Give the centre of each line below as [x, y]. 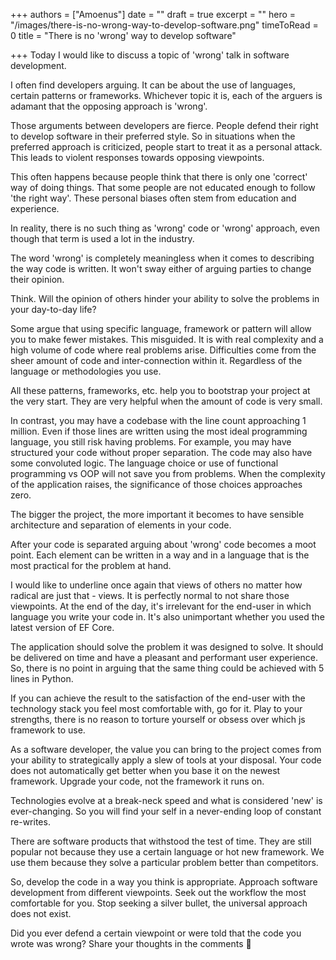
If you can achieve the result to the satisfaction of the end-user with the [158, 698]
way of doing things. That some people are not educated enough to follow [163, 187]
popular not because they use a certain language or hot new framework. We [167, 852]
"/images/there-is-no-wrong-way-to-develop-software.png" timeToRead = [164, 25]
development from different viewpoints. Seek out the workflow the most [158, 892]
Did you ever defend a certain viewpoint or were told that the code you [156, 933]
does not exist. [41, 913]
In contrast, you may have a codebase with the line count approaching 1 [158, 420]
